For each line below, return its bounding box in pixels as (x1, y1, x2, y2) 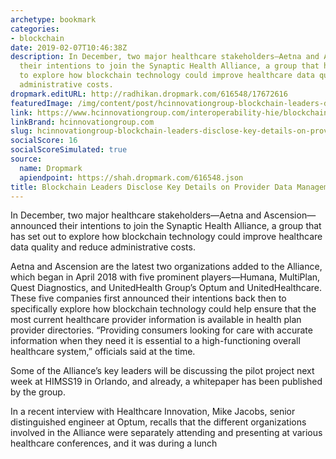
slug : (10, 126, 33, 136)
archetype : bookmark (10, 14, 97, 25)
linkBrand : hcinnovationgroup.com (10, 117, 155, 127)
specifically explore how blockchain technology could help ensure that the (10, 303, 317, 315)
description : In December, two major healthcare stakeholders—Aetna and (10, 52, 320, 62)
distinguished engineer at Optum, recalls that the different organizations (10, 416, 307, 428)
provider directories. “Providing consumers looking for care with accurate (10, 324, 313, 336)
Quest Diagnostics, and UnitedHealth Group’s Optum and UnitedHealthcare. (10, 282, 323, 294)
